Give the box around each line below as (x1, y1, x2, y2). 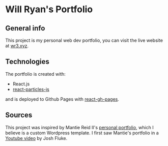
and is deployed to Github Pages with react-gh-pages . (5, 96, 120, 102)
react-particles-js (12, 86, 49, 92)
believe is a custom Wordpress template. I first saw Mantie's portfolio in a (5, 130, 159, 136)
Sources (5, 111, 33, 120)
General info (5, 24, 45, 33)
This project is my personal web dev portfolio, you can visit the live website (5, 37, 163, 43)
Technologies (5, 57, 50, 66)
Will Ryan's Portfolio (5, 4, 93, 15)
